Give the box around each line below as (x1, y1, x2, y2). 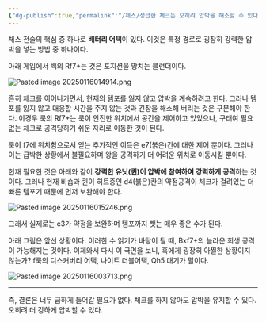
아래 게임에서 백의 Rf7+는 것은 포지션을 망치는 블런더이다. (8, 61, 187, 71)
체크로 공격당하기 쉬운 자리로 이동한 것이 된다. (22, 123, 165, 132)
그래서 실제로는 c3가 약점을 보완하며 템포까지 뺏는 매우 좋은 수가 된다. (8, 219, 223, 228)
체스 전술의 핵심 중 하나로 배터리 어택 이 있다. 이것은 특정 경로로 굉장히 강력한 (8, 34, 244, 44)
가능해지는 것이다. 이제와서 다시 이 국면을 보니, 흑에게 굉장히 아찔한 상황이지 (16, 245, 251, 255)
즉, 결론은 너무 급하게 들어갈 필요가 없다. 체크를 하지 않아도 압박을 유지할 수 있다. (8, 295, 257, 305)
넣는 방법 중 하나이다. (22, 44, 89, 54)
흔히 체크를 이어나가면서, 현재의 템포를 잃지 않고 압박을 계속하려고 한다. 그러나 (8, 93, 249, 103)
